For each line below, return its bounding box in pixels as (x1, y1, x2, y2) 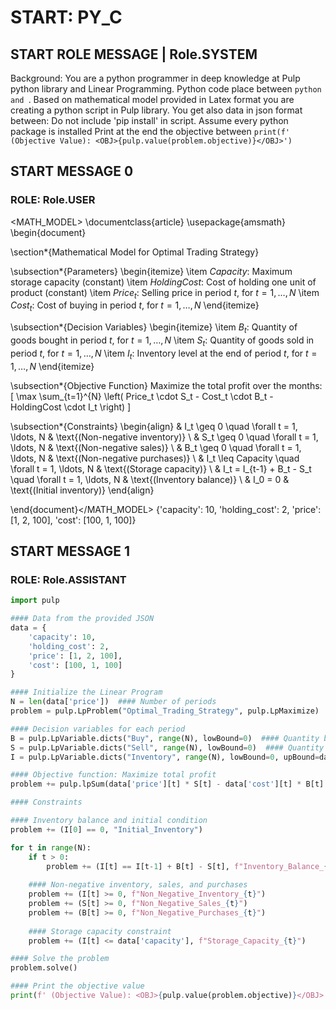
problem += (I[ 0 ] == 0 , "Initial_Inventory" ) (10, 824, 203, 835)
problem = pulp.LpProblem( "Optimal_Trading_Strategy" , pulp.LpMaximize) (10, 706, 320, 716)
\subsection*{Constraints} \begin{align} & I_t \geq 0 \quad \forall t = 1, (10, 420, 298, 432)
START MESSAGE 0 (10, 163, 134, 180)
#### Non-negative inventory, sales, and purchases (28, 880, 248, 890)
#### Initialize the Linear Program (10, 687, 163, 698)
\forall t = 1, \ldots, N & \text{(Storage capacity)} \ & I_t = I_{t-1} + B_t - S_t (10, 462, 312, 475)
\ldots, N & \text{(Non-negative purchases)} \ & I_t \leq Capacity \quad (10, 452, 300, 464)
